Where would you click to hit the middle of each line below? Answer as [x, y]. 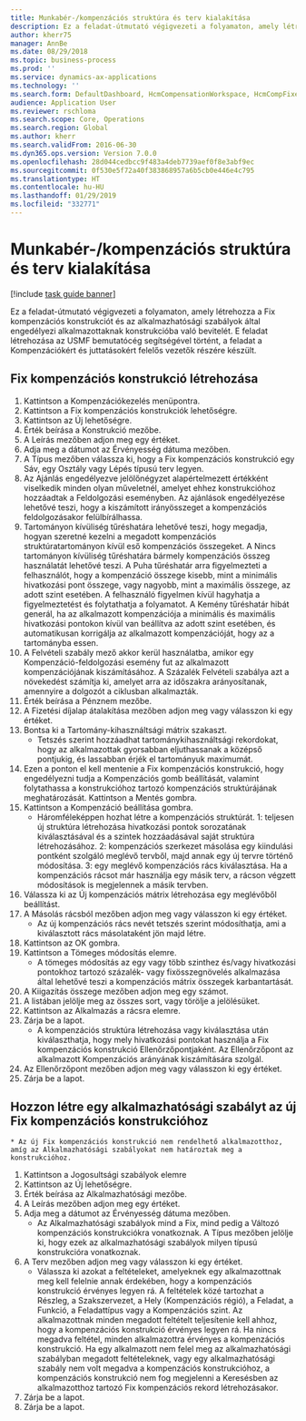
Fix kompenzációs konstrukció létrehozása [134, 379]
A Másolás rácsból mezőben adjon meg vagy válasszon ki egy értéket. [155, 914]
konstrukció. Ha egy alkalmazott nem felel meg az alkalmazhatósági [164, 1349]
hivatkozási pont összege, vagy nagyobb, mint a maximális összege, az [157, 585]
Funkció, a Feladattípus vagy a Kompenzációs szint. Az [140, 1310]
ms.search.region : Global [59, 128]
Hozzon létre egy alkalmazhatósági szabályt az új [153, 1107]
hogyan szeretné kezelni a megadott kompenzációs [120, 536]
